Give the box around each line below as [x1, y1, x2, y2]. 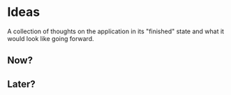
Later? [7, 78, 36, 90]
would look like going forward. [7, 34, 94, 42]
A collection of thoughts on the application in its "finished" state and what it [7, 27, 225, 35]
